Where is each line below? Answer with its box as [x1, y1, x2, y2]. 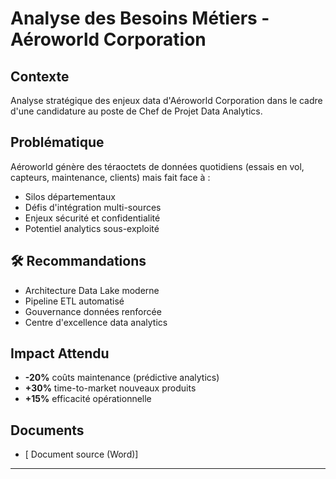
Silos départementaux [24, 190, 116, 202]
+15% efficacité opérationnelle [24, 393, 152, 405]
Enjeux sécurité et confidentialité [24, 212, 161, 224]
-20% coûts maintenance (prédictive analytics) [24, 372, 220, 384]
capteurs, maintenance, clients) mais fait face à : [10, 171, 211, 183]
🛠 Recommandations [10, 253, 147, 270]
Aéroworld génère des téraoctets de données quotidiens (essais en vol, [10, 160, 305, 172]
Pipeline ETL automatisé [24, 295, 125, 307]
